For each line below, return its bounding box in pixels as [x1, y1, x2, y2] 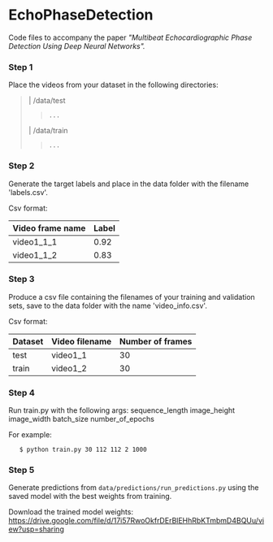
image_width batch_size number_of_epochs [8, 414, 154, 424]
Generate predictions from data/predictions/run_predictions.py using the [8, 483, 259, 492]
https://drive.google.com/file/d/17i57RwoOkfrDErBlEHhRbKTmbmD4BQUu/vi [8, 516, 265, 526]
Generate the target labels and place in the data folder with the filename [8, 179, 249, 189]
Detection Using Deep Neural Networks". [8, 41, 145, 50]
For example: [8, 430, 53, 440]
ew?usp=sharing [8, 524, 65, 534]
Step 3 [8, 274, 35, 285]
